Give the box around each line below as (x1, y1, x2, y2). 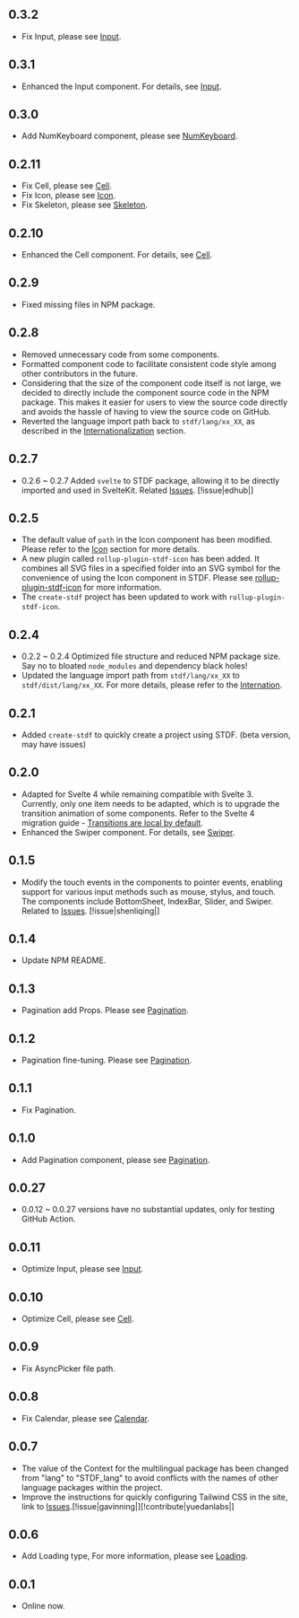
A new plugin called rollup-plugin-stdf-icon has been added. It (21, 554, 261, 564)
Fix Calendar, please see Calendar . (21, 1412, 149, 1423)
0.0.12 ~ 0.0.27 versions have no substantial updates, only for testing (21, 1204, 275, 1215)
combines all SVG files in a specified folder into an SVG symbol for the (21, 563, 281, 573)
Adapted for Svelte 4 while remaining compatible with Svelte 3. (21, 789, 254, 800)
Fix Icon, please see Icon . (21, 190, 116, 201)
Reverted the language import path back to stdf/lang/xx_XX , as (21, 415, 256, 426)
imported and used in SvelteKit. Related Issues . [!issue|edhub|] (21, 485, 254, 495)
